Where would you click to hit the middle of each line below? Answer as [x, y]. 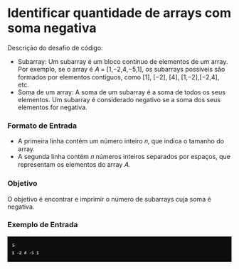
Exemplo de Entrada [43, 225]
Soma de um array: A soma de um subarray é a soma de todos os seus [122, 92]
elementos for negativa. [52, 107]
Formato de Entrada [42, 126]
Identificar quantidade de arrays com [119, 13]
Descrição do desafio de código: [55, 48]
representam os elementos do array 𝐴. [74, 165]
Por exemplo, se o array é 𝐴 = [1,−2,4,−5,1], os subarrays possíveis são [121, 69]
